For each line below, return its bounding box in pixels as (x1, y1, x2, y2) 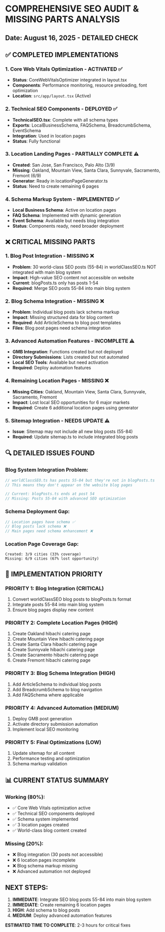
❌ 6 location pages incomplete (12, 857, 76, 863)
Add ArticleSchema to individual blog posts (12, 681, 101, 687)
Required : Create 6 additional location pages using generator (12, 404, 139, 410)
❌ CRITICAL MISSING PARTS (5, 237, 96, 246)
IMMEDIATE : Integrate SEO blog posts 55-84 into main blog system (12, 896, 152, 902)
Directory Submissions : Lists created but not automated (12, 354, 129, 360)
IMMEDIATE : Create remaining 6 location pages (12, 902, 111, 908)
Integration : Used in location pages (12, 133, 86, 139)
